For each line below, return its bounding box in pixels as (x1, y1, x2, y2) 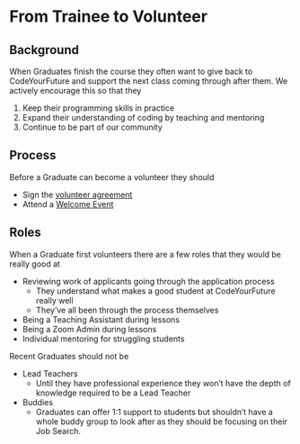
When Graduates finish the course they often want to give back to (9, 66, 253, 77)
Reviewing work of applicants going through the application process (22, 276, 276, 286)
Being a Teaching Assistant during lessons (22, 313, 181, 325)
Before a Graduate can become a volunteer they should (9, 171, 215, 182)
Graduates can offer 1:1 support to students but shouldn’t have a (35, 406, 274, 417)
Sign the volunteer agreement (22, 189, 133, 200)
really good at (9, 258, 61, 269)
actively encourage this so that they (9, 86, 142, 95)
